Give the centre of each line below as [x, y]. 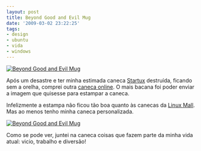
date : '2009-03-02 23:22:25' [43, 23]
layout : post [23, 12]
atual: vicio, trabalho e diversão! [46, 141]
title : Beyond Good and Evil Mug [49, 18]
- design [17, 35]
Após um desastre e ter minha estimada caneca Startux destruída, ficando [99, 80]
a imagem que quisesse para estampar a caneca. [68, 93]
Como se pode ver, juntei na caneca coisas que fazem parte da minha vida [100, 135]
